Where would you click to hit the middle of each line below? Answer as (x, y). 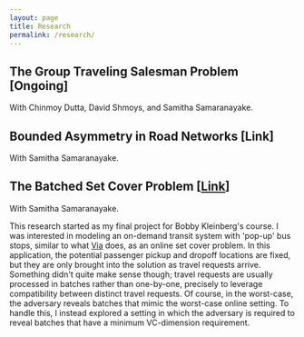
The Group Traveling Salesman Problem (124, 71)
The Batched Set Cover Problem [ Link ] (120, 187)
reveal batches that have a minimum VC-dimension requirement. (130, 322)
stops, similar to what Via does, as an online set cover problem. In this (140, 245)
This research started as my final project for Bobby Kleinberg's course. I (144, 226)
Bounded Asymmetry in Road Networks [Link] (142, 136)
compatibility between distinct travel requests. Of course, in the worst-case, (152, 293)
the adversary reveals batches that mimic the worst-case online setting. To (149, 303)
